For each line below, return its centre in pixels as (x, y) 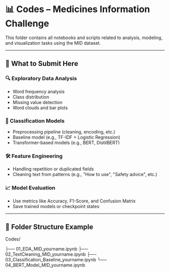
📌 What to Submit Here (42, 64)
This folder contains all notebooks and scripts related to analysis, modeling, (84, 38)
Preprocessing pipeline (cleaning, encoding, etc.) (64, 131)
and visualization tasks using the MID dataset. (53, 43)
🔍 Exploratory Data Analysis (41, 79)
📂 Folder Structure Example (49, 227)
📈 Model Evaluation (30, 188)
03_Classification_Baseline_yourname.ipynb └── (56, 260)
